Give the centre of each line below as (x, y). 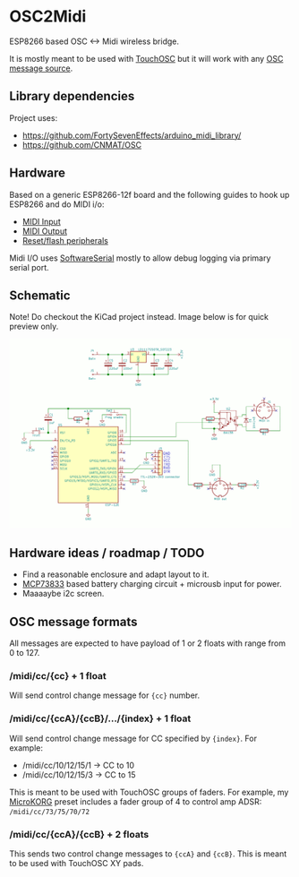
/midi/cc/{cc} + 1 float (58, 676)
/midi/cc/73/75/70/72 (50, 812)
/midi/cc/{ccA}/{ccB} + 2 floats (79, 834)
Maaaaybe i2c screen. (63, 594)
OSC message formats (73, 621)
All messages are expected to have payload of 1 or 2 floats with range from (148, 643)
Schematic (40, 295)
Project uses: (34, 117)
